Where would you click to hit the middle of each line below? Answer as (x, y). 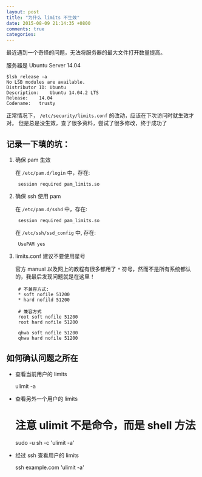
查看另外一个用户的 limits (46, 399)
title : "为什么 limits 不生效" (43, 18)
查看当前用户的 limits (41, 374)
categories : (21, 35)
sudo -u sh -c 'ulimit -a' (45, 442)
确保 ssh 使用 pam (38, 196)
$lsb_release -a (27, 77)
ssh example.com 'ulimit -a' (50, 467)
